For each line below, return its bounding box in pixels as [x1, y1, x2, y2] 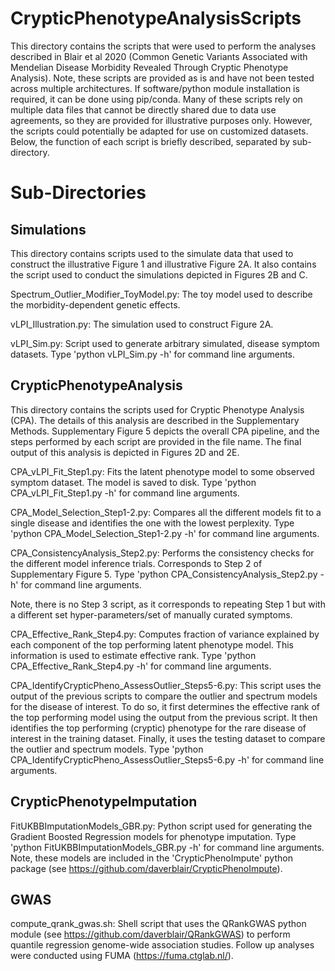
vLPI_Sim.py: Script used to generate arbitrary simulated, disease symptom [10, 337, 320, 349]
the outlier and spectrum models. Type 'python [10, 743, 204, 755]
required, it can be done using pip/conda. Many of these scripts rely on [10, 93, 303, 105]
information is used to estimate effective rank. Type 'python [10, 649, 257, 661]
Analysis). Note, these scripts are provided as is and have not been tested [10, 72, 315, 84]
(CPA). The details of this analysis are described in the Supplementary [10, 414, 300, 426]
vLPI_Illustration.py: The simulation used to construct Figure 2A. [10, 318, 274, 330]
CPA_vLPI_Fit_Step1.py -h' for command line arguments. [10, 487, 240, 499]
